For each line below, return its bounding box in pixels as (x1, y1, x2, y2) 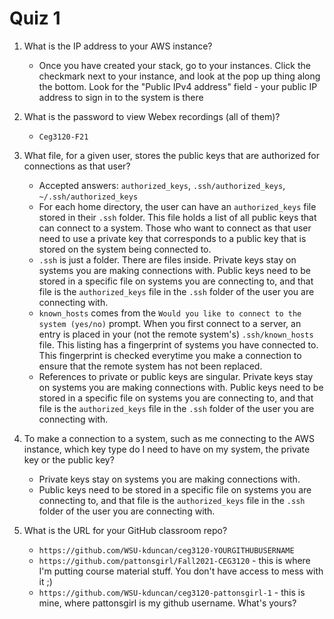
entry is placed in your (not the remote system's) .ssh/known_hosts (38, 328, 314, 340)
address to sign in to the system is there (38, 91, 204, 103)
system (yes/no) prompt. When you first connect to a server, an (38, 317, 302, 329)
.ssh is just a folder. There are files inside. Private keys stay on (38, 253, 297, 266)
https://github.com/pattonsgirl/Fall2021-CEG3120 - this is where (38, 554, 311, 566)
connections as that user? (23, 160, 131, 172)
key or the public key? (23, 453, 115, 466)
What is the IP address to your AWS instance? (23, 40, 213, 52)
